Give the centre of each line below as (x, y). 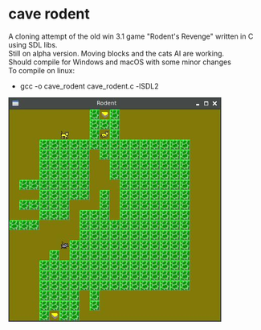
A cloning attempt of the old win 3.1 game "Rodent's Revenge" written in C (131, 36)
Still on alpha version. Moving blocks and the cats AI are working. (116, 53)
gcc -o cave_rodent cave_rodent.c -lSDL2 (89, 86)
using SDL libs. (33, 44)
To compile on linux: (41, 70)
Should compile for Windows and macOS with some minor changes (120, 62)
